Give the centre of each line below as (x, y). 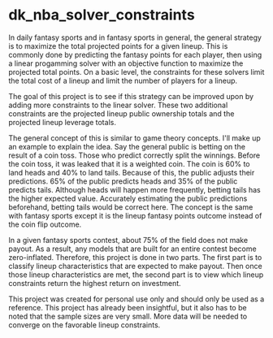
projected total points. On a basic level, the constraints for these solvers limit (136, 71)
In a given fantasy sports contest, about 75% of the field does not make (128, 240)
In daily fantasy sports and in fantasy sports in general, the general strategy (135, 37)
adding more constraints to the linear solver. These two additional (118, 105)
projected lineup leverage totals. (62, 122)
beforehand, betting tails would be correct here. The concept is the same (131, 207)
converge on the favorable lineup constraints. (84, 325)
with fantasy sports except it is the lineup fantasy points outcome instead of (135, 215)
